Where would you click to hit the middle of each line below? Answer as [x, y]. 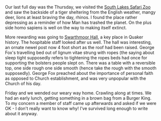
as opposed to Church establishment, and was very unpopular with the [76, 78]
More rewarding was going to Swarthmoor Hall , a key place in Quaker [74, 37]
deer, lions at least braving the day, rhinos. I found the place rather [71, 17]
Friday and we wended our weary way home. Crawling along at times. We [78, 93]
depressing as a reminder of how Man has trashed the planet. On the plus [78, 22]
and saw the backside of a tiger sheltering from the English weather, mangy [80, 12]
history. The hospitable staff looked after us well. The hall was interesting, [79, 42]
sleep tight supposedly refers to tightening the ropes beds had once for [76, 58]
